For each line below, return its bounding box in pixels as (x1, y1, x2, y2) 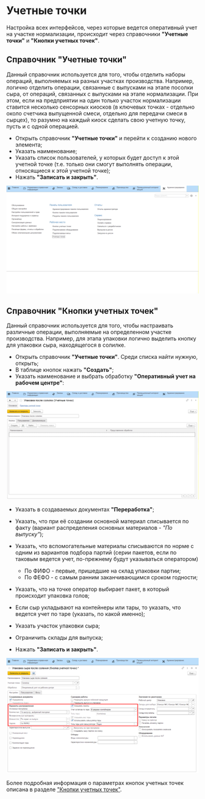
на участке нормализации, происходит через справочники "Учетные (6, 30, 189, 37)
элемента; (15, 141, 43, 148)
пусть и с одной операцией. (6, 123, 79, 130)
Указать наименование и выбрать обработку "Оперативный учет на (15, 373, 196, 380)
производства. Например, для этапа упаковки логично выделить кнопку (6, 335, 196, 342)
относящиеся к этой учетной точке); (15, 167, 111, 174)
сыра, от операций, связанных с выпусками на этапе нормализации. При (6, 90, 198, 98)
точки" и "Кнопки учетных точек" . (6, 37, 99, 44)
